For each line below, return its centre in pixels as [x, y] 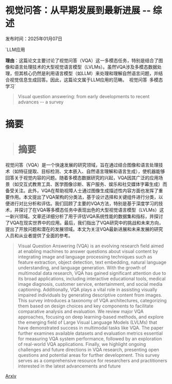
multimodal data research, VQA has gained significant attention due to [92, 273]
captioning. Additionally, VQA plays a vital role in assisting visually [88, 290]
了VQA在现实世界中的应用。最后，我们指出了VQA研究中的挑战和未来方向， [84, 223]
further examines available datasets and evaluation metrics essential [90, 333]
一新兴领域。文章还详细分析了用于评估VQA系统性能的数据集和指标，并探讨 [84, 216]
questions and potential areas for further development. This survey [89, 355]
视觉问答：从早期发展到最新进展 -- [78, 11]
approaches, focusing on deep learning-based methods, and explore [91, 317]
